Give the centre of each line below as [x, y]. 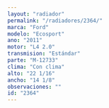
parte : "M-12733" [33, 60]
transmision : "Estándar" [44, 54]
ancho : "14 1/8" [31, 80]
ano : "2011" [25, 40]
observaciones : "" [34, 87]
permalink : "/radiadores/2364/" [55, 21]
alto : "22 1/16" [31, 73]
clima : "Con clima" [36, 67]
